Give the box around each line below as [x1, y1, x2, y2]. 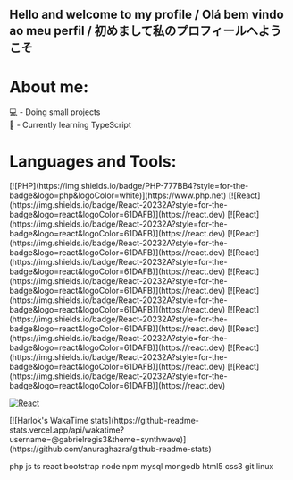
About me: [9, 76, 89, 97]
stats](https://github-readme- [90, 416, 199, 426]
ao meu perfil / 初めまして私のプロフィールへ [9, 23, 259, 39]
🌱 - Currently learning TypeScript [9, 120, 132, 131]
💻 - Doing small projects [9, 107, 101, 117]
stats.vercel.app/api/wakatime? [9, 424, 125, 435]
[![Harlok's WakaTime [9, 416, 89, 426]
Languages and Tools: [9, 151, 177, 171]
